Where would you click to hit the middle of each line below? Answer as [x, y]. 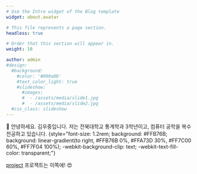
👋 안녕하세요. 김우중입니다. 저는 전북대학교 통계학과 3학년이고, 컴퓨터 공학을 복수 [99, 126]
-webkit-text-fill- [158, 146]
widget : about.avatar [33, 17]
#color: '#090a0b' [39, 76]
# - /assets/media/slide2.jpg [60, 103]
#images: [32, 93]
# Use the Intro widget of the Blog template [63, 11]
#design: [17, 65]
